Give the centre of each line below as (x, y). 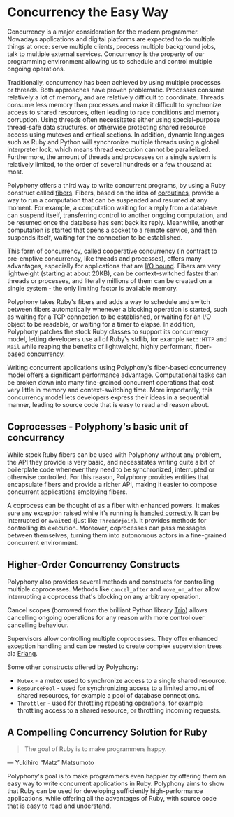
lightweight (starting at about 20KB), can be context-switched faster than (112, 273)
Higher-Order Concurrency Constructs (94, 565)
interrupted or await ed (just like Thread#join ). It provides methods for (107, 520)
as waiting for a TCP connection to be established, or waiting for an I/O (109, 317)
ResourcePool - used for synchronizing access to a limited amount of (116, 688)
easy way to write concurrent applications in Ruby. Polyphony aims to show (116, 784)
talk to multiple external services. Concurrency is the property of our (106, 54)
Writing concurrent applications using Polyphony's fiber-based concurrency (117, 367)
